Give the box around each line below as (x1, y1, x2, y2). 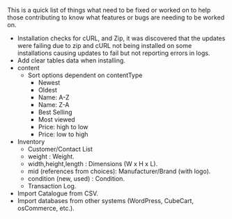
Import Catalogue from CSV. (17, 189, 99, 197)
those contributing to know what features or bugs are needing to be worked (7, 13, 225, 22)
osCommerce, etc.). (17, 204, 75, 212)
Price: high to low (38, 123, 88, 131)
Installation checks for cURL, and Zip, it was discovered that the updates (17, 34, 226, 42)
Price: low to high (38, 130, 88, 138)
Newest (38, 79, 61, 86)
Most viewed (38, 115, 75, 124)
